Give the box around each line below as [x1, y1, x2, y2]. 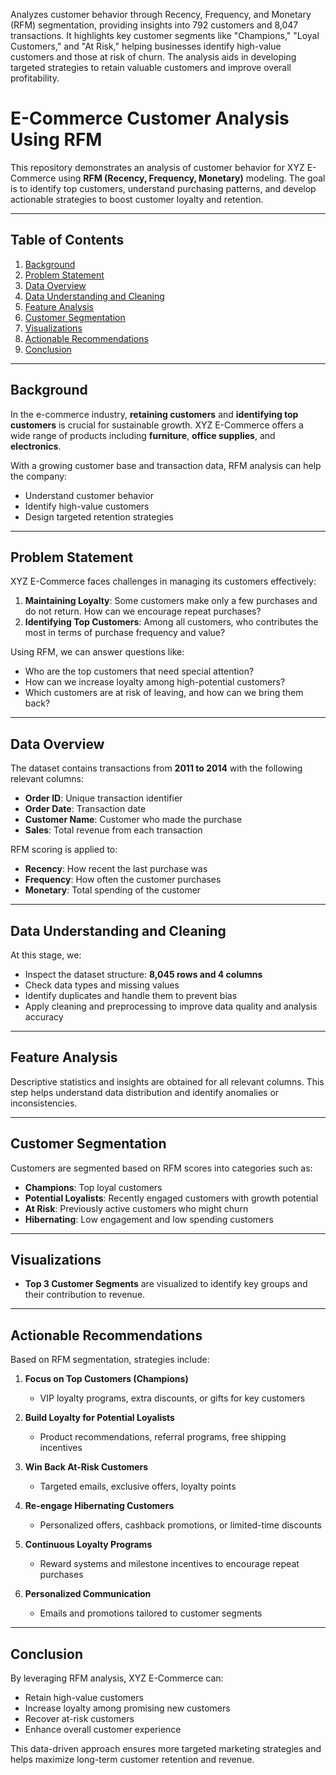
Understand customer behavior [24, 489, 154, 501]
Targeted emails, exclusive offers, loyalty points [39, 1480, 237, 1493]
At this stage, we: [10, 949, 82, 961]
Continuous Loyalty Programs [24, 1539, 153, 1551]
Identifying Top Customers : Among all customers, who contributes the [24, 616, 319, 628]
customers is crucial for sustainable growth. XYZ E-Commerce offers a [10, 419, 304, 431]
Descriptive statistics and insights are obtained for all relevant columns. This [10, 1075, 325, 1088]
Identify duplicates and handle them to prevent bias [24, 990, 238, 1001]
